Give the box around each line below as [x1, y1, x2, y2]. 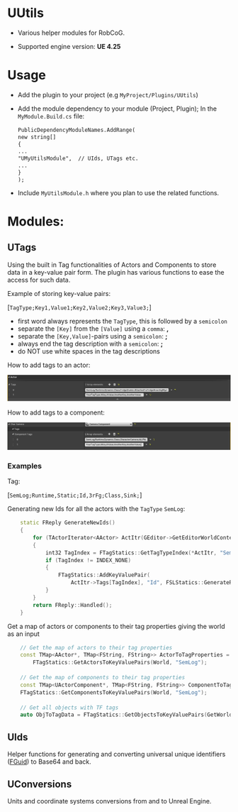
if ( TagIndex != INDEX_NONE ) [45, 556, 132, 564]
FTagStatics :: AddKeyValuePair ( [57, 571, 151, 579]
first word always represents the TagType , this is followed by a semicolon [17, 317, 228, 325]
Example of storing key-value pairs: [7, 289, 111, 297]
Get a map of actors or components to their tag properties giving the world [7, 622, 225, 630]
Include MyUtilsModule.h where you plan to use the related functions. [17, 188, 220, 197]
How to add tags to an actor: [7, 361, 91, 369]
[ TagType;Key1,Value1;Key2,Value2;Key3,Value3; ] [7, 303, 152, 312]
